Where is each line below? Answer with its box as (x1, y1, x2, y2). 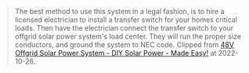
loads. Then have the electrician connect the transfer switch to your (14, 24, 234, 32)
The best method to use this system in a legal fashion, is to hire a (14, 7, 225, 16)
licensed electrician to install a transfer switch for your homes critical (14, 15, 238, 24)
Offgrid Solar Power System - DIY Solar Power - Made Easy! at (14, 49, 217, 57)
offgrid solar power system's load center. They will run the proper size (14, 31, 242, 41)
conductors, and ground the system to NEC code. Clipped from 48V (14, 40, 234, 49)
